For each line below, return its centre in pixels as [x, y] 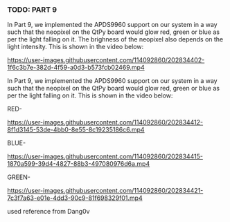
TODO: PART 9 [32, 10]
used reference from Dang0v [48, 212]
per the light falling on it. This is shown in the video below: [90, 95]
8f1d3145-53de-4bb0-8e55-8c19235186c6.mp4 [76, 130]
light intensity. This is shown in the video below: [76, 47]
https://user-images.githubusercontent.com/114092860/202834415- [105, 156]
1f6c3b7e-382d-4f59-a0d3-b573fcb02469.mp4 [76, 68]
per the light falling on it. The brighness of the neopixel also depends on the [115, 39]
